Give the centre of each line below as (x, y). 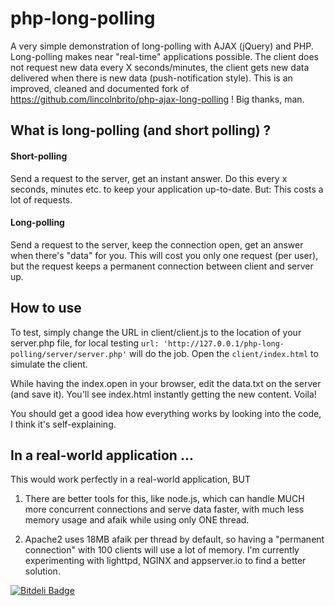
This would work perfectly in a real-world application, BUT (130, 479)
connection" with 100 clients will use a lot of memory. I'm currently (162, 550)
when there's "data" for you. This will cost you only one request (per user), (164, 255)
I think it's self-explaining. (63, 424)
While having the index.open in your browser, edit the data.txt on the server (166, 383)
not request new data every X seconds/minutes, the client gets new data (160, 67)
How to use (46, 308)
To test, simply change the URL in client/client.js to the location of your (156, 332)
